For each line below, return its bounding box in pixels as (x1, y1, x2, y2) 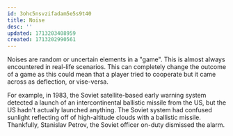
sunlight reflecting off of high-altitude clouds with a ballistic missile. (7, 113, 202, 122)
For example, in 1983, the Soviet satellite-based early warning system (7, 91, 207, 100)
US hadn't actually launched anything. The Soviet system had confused (7, 106, 212, 114)
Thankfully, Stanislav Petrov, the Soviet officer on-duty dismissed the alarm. (7, 121, 225, 129)
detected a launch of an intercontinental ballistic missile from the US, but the (7, 98, 227, 107)
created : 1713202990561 (7, 36, 77, 43)
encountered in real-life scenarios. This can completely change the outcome (7, 63, 227, 71)
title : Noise (7, 17, 45, 24)
